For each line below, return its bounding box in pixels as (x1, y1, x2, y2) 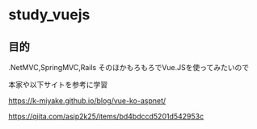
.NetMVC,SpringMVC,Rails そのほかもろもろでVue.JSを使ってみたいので (8, 63, 250, 72)
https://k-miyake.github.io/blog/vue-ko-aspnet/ (8, 96, 166, 106)
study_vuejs (8, 6, 91, 24)
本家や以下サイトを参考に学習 (8, 80, 107, 89)
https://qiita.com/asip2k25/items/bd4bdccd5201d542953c (8, 111, 204, 121)
